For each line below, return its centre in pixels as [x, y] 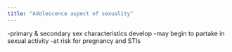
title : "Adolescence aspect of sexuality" [70, 14]
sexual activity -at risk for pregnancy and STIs [74, 41]
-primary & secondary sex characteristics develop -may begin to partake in [116, 33]
